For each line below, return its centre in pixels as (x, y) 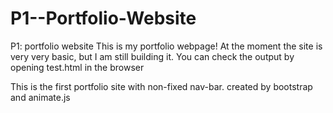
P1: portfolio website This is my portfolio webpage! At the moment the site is (166, 46)
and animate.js (40, 97)
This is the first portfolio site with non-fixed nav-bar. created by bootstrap (161, 86)
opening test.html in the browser (77, 67)
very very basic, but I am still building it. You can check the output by (152, 56)
